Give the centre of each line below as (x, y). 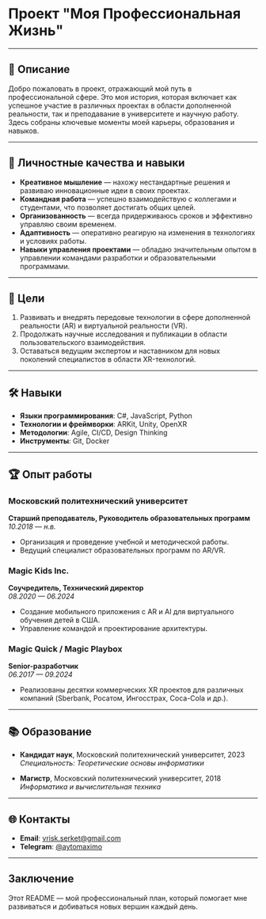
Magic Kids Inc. (39, 571)
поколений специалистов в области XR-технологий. (108, 359)
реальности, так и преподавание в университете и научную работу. (123, 114)
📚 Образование (50, 732)
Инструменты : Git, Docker (65, 441)
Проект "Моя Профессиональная (125, 14)
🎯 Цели (27, 298)
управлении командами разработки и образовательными (118, 257)
